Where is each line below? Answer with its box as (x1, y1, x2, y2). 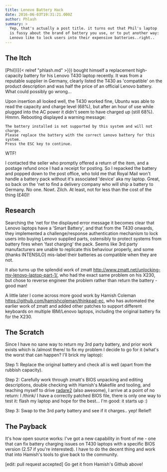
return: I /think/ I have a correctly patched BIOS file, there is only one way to (5, 393, 161, 399)
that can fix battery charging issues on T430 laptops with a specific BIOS (5, 441, 156, 447)
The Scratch (5, 328, 44, 336)
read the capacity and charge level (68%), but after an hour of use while (5, 103, 154, 109)
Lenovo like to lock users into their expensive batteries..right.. (9, 36, 155, 41)
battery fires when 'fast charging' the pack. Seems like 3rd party (5, 241, 138, 247)
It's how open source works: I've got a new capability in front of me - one (5, 435, 156, 441)
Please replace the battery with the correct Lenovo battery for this (5, 132, 155, 138)
